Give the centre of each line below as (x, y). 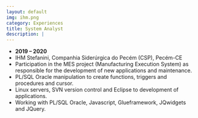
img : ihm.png (23, 17)
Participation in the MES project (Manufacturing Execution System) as (102, 64)
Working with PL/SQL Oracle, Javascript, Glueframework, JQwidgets (100, 102)
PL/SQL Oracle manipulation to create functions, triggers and (91, 77)
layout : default (27, 12)
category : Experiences (35, 23)
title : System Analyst (35, 29)
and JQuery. (30, 109)
